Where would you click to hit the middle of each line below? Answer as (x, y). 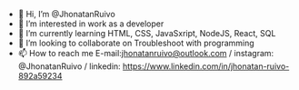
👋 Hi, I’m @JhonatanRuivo (66, 14)
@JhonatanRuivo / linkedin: (69, 66)
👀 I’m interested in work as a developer (91, 24)
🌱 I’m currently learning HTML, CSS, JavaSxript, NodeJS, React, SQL (147, 33)
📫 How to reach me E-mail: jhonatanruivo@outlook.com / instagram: (146, 53)
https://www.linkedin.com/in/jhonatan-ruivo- (206, 66)
